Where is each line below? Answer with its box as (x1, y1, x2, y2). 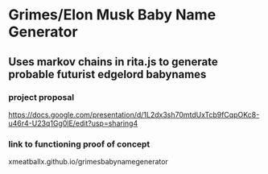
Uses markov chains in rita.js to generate (8, 55, 219, 68)
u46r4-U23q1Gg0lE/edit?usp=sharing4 (8, 118, 138, 128)
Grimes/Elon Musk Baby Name (8, 6, 216, 24)
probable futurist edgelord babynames (8, 67, 207, 81)
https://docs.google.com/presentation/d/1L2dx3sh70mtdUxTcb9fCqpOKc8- (8, 110, 260, 119)
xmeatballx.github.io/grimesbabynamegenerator (8, 157, 169, 167)
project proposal (8, 91, 75, 102)
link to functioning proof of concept (8, 139, 150, 150)
